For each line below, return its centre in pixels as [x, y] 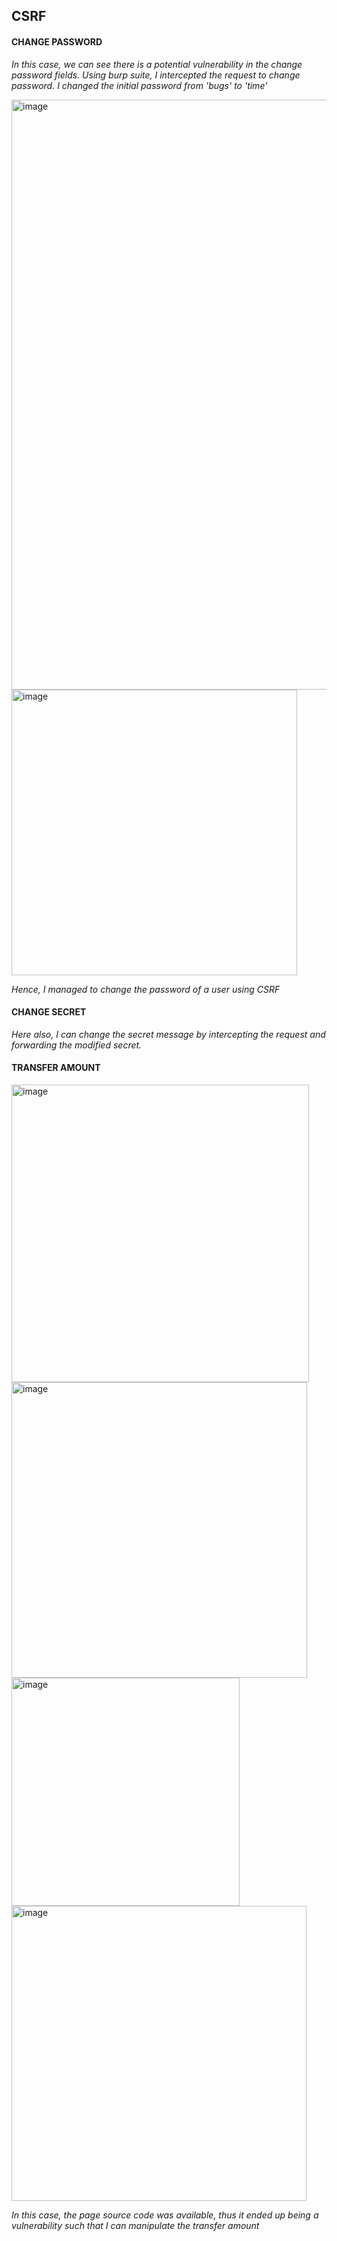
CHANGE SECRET [49, 1012]
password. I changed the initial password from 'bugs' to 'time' [139, 85]
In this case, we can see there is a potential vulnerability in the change [157, 64]
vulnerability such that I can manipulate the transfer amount [135, 2225]
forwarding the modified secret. [77, 1045]
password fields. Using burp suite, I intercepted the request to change [156, 75]
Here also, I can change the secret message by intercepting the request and [168, 1034]
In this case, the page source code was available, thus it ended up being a [165, 2215]
